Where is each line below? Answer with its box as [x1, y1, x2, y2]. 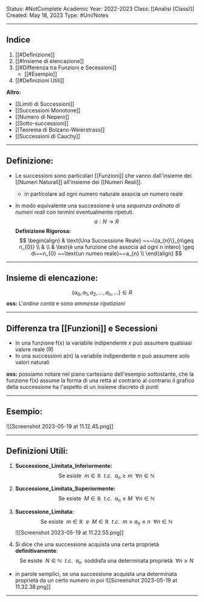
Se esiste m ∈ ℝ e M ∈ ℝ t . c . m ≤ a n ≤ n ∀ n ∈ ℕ [40, 518, 173, 527]
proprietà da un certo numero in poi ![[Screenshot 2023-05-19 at [15, 577, 178, 584]
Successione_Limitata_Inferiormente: [15, 462, 112, 469]
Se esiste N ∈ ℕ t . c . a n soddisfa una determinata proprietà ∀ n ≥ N [19, 557, 194, 566]
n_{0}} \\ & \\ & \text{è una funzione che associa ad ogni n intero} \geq [19, 243, 194, 251]
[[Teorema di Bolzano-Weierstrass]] [15, 126, 105, 133]
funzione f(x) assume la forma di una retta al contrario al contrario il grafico [6, 377, 195, 384]
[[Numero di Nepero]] [15, 113, 70, 120]
